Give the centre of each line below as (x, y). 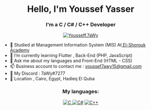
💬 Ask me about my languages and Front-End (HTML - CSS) (71, 61)
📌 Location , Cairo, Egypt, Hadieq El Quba (52, 79)
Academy (20, 50)
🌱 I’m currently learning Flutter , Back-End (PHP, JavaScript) (71, 55)
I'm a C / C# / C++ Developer (81, 25)
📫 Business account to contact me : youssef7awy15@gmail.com (76, 66)
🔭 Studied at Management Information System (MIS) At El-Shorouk (78, 45)
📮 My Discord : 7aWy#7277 (37, 73)
